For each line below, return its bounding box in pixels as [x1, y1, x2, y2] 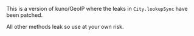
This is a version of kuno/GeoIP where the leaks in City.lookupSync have [6, 5, 188, 12]
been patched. [6, 11, 43, 19]
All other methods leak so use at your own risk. [6, 23, 124, 30]
